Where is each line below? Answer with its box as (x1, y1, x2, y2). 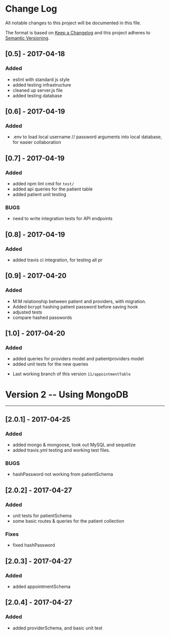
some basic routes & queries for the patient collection (12, 518, 124, 524)
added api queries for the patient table (12, 186, 93, 192)
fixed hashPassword (12, 542, 55, 548)
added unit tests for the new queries (12, 361, 89, 367)
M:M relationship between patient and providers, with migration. (12, 298, 147, 304)
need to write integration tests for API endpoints (12, 216, 113, 222)
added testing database (12, 92, 62, 99)
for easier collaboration (12, 139, 62, 145)
